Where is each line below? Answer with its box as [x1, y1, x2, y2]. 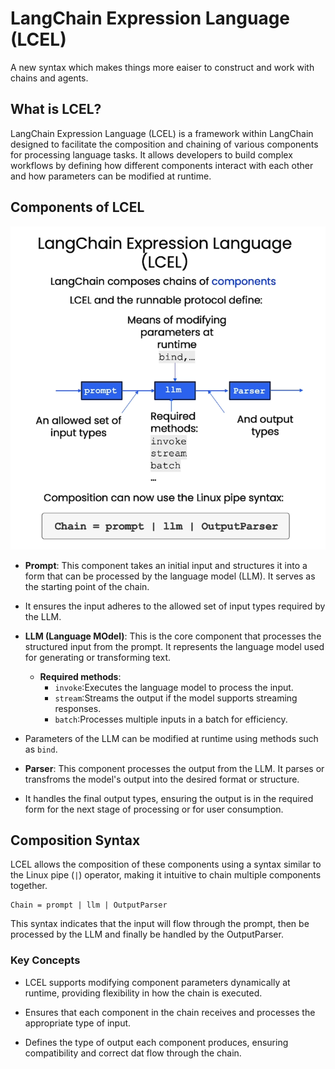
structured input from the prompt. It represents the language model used [24, 640, 325, 652]
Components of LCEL [10, 199, 145, 216]
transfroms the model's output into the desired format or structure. [24, 773, 300, 785]
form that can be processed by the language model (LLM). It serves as [24, 570, 316, 582]
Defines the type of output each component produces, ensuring [24, 1036, 289, 1048]
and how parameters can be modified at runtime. [10, 170, 212, 182]
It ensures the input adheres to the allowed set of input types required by [24, 600, 326, 612]
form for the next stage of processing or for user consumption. [24, 803, 284, 815]
